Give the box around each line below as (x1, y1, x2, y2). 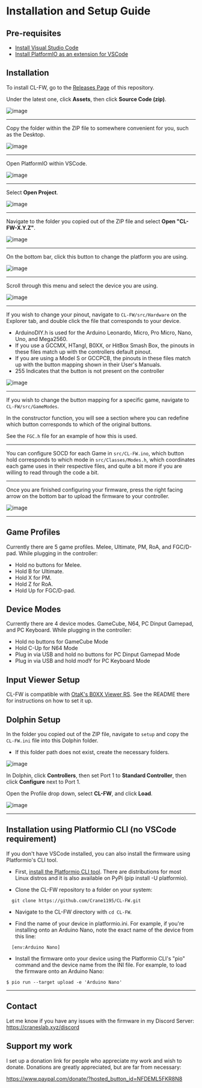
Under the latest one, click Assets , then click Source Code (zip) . (6, 95, 167, 103)
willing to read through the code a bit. (6, 469, 99, 476)
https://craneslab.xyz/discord (6, 1024, 79, 1031)
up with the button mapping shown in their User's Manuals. (14, 361, 162, 368)
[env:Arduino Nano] (11, 944, 61, 950)
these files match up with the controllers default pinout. (14, 348, 152, 355)
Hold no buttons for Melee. (14, 561, 82, 568)
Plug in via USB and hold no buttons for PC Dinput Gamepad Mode (14, 651, 180, 658)
